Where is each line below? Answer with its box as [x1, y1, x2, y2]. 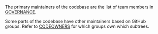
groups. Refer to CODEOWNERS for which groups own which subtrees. [5, 23, 149, 29]
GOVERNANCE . [5, 9, 37, 15]
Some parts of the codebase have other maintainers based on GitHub [5, 19, 146, 24]
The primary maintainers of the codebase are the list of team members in [5, 4, 154, 10]
